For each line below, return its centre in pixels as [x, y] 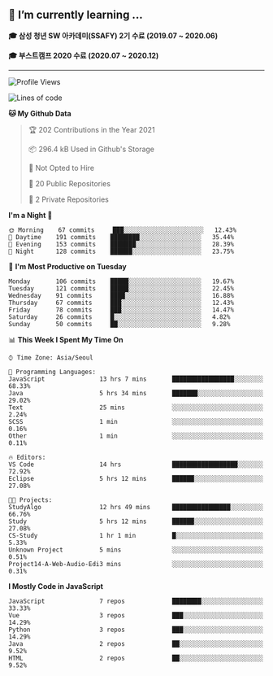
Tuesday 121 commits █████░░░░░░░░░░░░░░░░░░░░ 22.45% [121, 288]
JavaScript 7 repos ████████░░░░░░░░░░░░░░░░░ [136, 601]
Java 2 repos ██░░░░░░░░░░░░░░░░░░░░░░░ [136, 643]
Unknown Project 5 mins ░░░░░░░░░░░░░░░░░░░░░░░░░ [136, 550]
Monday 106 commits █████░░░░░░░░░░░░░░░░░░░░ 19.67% [121, 281]
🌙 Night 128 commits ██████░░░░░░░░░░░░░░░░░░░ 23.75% [121, 251]
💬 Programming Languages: [52, 372]
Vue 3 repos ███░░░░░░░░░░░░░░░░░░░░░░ [136, 615]
